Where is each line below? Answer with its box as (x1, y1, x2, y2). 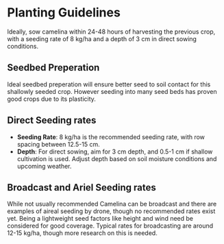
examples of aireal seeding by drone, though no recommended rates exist (7, 207, 216, 215)
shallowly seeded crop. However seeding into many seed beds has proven (7, 87, 217, 95)
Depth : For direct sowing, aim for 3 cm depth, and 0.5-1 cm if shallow (16, 147, 213, 156)
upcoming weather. (16, 162, 72, 170)
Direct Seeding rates (7, 114, 97, 126)
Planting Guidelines (7, 5, 121, 21)
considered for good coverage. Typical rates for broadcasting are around (7, 221, 214, 230)
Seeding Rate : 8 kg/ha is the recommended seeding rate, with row (16, 132, 206, 141)
